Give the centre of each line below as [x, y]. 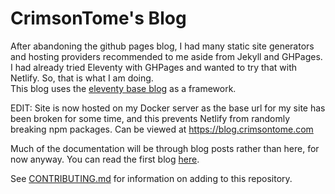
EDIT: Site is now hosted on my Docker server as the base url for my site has [168, 108]
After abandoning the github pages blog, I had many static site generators [162, 46]
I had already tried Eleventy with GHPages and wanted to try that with [153, 67]
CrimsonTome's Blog [98, 18]
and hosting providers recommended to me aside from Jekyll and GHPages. [166, 56]
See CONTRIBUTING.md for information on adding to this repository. [151, 178]
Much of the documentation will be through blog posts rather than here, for [165, 148]
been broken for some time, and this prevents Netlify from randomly [150, 118]
